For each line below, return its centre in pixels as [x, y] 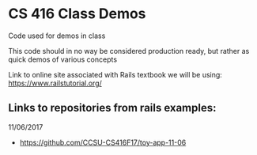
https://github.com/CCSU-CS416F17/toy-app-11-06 [103, 142]
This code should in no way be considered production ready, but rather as [129, 51]
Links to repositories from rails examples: [112, 108]
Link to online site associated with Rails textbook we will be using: [115, 74]
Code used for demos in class [57, 36]
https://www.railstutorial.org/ [55, 83]
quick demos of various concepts [62, 59]
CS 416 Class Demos [77, 14]
